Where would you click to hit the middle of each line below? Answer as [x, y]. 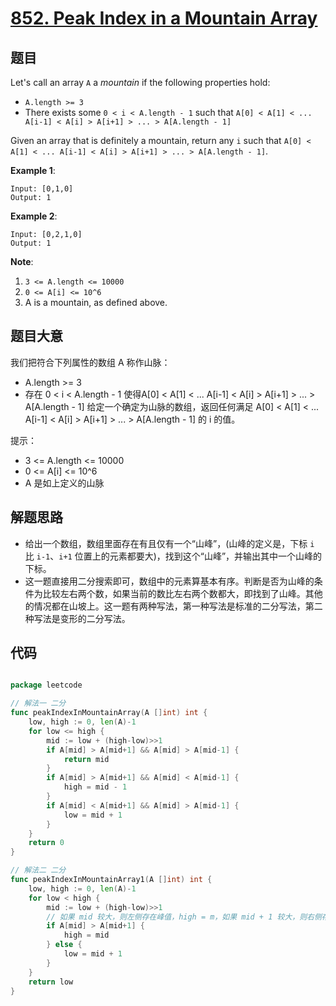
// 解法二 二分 [38, 870]
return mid [86, 759]
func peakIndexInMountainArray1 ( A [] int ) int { [111, 880]
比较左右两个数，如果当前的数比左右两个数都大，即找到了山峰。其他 [182, 593]
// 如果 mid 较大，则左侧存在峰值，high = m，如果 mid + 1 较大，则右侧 [184, 917]
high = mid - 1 [95, 787]
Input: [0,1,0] [42, 189]
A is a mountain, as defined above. [96, 302]
